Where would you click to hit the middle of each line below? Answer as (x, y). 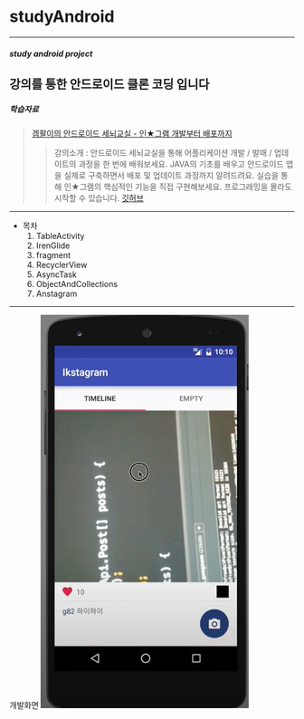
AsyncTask (56, 274)
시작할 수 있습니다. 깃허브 (99, 197)
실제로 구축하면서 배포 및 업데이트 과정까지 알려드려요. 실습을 (171, 175)
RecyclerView (62, 264)
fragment (53, 254)
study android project (51, 53)
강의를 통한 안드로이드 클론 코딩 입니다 (109, 84)
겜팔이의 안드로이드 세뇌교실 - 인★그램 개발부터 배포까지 (132, 133)
